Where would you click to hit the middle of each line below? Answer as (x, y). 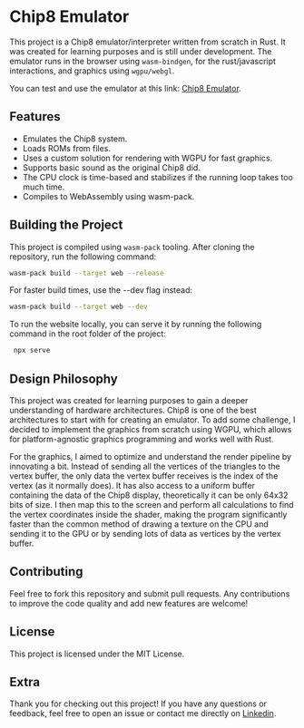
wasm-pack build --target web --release (87, 273)
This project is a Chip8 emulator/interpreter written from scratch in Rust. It (147, 42)
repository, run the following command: (83, 257)
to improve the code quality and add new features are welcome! (129, 603)
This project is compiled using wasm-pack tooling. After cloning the (132, 247)
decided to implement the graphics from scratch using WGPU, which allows (151, 429)
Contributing (46, 572)
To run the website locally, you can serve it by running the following (136, 325)
